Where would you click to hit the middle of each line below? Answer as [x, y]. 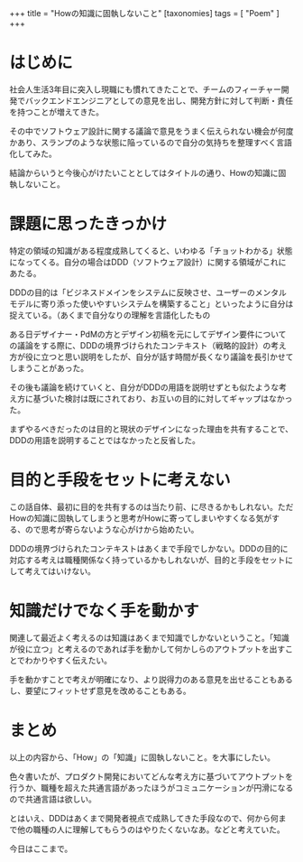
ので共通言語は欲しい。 [53, 799]
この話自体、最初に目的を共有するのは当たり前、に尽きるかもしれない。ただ [151, 506]
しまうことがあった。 [49, 367]
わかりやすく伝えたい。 [69, 660]
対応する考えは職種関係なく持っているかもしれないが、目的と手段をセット [147, 560]
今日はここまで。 [41, 848]
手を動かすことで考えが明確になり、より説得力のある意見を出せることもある [151, 679]
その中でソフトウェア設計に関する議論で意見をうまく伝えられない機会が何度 [151, 131]
